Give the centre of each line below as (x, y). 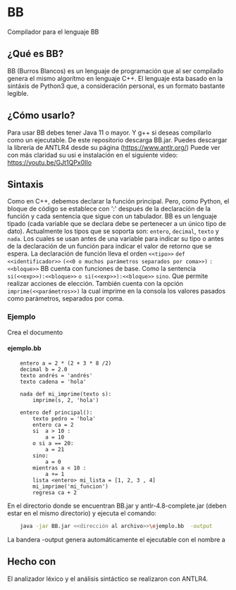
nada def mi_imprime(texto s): (66, 394)
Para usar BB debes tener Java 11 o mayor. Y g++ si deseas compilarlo (110, 132)
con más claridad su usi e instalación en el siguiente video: (93, 155)
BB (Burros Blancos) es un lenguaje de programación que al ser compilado (116, 70)
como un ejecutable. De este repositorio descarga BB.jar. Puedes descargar (117, 140)
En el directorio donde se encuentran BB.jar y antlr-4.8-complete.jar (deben (117, 506)
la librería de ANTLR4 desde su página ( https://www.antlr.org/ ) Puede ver (114, 147)
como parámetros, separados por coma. (66, 299)
